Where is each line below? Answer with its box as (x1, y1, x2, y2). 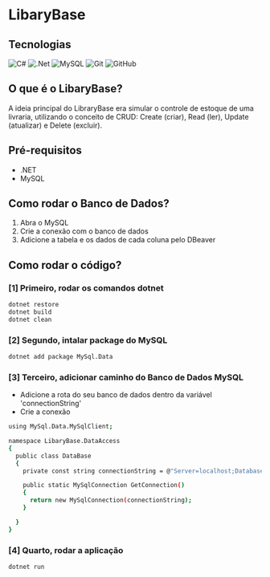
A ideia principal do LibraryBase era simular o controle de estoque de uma (8, 103, 255, 113)
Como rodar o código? (8, 258, 122, 272)
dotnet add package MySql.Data (8, 353, 113, 361)
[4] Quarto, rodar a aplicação (8, 544, 124, 555)
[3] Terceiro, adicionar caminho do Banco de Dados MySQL (8, 372, 243, 383)
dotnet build (8, 308, 52, 316)
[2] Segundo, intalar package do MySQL (8, 335, 168, 346)
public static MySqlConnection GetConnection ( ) (22, 482, 185, 490)
